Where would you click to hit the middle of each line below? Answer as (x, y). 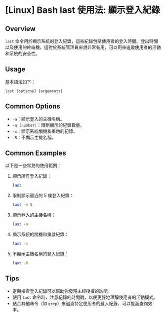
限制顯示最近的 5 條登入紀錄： (43, 196)
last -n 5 (22, 205)
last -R (20, 263)
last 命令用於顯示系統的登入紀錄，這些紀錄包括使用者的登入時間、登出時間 (82, 41)
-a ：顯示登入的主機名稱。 (39, 119)
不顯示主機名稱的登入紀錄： (41, 254)
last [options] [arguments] (34, 91)
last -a (20, 224)
